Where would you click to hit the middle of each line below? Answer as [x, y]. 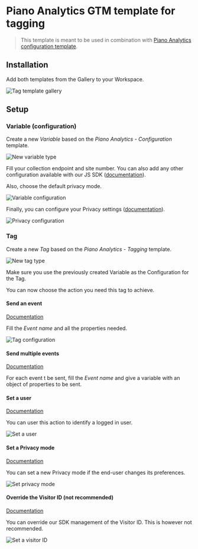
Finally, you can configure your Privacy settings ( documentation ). [86, 210]
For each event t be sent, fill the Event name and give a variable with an [93, 378]
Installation [27, 65]
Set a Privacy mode [30, 448]
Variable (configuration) [41, 126]
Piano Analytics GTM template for [91, 11]
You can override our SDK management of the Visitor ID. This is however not [99, 522]
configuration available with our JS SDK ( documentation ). [76, 175]
